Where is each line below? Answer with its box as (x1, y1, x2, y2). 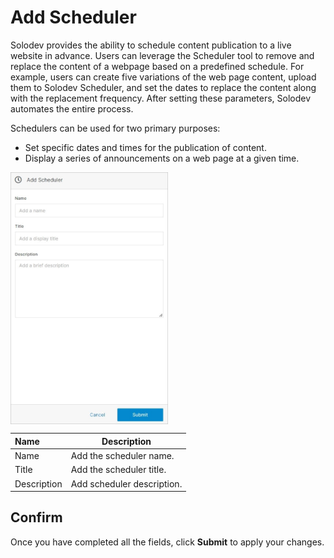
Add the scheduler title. (70, 464, 167, 476)
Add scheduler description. (70, 477, 183, 490)
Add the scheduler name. (70, 450, 175, 462)
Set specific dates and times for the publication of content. (24, 141, 267, 153)
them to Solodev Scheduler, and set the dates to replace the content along (10, 81, 317, 93)
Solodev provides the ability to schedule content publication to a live (10, 39, 292, 51)
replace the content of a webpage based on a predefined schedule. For (10, 60, 305, 72)
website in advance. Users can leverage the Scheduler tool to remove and (10, 49, 315, 61)
